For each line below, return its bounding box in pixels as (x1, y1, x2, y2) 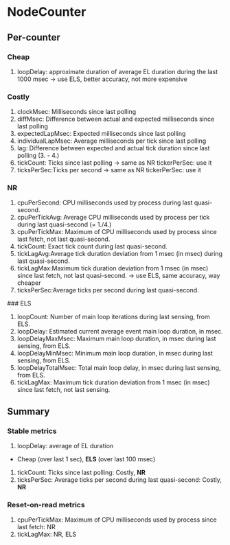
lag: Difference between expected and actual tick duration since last (16, 144, 210, 152)
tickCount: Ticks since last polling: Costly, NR (16, 468, 146, 477)
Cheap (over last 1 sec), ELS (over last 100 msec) (16, 455, 156, 463)
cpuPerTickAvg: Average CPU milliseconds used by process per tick (16, 213, 210, 222)
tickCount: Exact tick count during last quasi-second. (16, 242, 168, 251)
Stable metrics (7, 426, 57, 436)
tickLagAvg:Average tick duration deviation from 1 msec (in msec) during (16, 250, 223, 258)
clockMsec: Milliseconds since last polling (16, 108, 137, 116)
